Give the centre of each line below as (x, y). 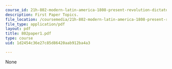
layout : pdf (18, 29)
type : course (19, 39)
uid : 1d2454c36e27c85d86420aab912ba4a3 (48, 43)
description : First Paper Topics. (42, 15)
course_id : (17, 10)
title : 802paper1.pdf (28, 33)
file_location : (21, 19)
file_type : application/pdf (35, 24)
